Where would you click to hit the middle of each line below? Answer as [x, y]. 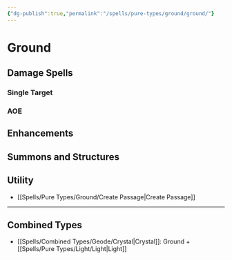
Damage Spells [40, 73]
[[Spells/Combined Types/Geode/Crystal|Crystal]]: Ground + [104, 241]
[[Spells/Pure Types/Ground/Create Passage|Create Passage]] [106, 197]
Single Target [30, 92]
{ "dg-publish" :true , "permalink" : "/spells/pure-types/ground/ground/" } [111, 13]
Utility [20, 180]
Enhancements [40, 133]
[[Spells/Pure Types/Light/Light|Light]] [72, 249]
